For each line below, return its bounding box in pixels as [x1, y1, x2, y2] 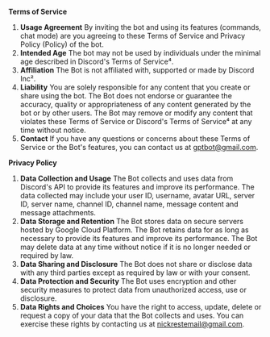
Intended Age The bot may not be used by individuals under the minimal [19, 48, 261, 57]
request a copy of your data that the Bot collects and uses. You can [19, 310, 244, 320]
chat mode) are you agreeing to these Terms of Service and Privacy [19, 31, 246, 40]
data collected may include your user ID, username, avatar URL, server [19, 191, 255, 200]
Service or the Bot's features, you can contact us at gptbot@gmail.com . [19, 143, 259, 152]
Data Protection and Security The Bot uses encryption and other [19, 277, 237, 285]
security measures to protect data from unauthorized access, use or [19, 285, 247, 294]
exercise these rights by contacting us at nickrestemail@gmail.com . [19, 319, 245, 329]
